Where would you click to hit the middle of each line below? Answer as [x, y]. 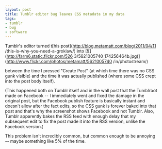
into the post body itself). [30, 81]
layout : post [18, 9]
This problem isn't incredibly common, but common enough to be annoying [80, 136]
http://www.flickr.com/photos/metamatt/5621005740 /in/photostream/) [77, 61]
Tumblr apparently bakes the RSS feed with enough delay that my [71, 116]
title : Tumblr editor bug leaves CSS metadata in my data [65, 14]
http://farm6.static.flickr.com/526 [40, 56]
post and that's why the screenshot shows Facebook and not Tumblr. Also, [80, 111]
